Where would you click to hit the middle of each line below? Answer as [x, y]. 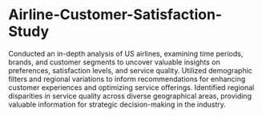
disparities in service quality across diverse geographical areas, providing [130, 96]
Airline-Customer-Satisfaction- [115, 15]
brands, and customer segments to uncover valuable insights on [114, 62]
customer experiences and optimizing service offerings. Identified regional [131, 87]
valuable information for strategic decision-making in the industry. [117, 104]
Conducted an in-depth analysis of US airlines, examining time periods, [126, 53]
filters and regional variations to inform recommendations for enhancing [127, 79]
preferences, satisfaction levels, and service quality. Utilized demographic [130, 70]
